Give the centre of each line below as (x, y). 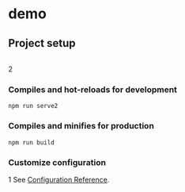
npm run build (32, 142)
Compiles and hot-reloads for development (93, 90)
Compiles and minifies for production (81, 126)
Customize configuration (57, 162)
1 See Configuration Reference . (59, 179)
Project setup (42, 43)
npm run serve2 (33, 106)
